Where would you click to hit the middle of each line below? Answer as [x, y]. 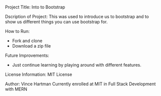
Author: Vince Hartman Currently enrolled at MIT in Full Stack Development [80, 84]
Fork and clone [27, 41]
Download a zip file [31, 46]
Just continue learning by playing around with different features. [77, 65]
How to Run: [18, 31]
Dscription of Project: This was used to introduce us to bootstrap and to [77, 16]
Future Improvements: [27, 55]
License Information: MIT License [39, 74]
